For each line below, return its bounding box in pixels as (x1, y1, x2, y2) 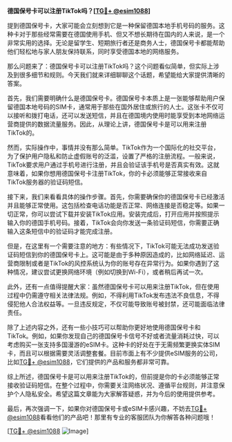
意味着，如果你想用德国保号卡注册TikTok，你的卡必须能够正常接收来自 (7, 169, 208, 177)
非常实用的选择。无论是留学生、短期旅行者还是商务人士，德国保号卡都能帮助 (7, 39, 225, 47)
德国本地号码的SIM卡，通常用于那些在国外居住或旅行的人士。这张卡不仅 (12, 103, 218, 111)
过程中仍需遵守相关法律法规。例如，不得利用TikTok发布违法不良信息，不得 (7, 291, 220, 300)
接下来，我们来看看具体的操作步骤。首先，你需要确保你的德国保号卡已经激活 (7, 193, 225, 201)
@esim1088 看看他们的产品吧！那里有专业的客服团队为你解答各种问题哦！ (7, 413, 216, 421)
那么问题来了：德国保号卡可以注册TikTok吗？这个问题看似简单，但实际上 (7, 62, 214, 70)
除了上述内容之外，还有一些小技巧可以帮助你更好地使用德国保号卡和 (7, 323, 201, 331)
